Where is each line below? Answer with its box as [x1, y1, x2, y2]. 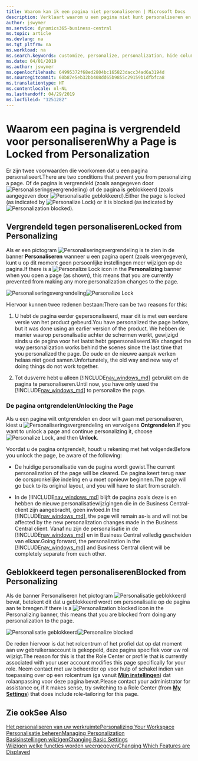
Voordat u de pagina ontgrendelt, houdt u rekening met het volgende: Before [6, 445, 190, 453]
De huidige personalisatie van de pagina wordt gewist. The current [14, 463, 175, 470]
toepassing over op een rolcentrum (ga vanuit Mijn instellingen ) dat [6, 672, 171, 679]
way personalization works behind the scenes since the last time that [14, 344, 183, 351]
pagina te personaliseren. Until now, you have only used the [14, 380, 159, 388]
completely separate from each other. [14, 550, 107, 557]
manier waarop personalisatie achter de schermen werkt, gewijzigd [14, 331, 179, 338]
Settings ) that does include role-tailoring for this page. [6, 691, 139, 698]
